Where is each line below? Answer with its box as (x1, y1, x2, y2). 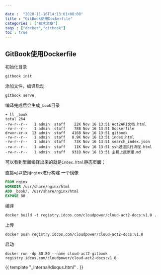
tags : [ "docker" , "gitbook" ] (5, 25, 66, 30)
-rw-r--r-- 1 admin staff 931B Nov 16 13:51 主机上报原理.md (5, 149, 141, 154)
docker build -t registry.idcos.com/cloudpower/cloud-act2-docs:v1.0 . (5, 213, 157, 218)
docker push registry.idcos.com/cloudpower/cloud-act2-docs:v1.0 (5, 232, 143, 237)
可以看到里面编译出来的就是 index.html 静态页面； (5, 159, 106, 165)
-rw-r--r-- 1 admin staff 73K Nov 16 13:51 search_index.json (5, 139, 150, 144)
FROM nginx (5, 179, 28, 184)
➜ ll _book (5, 112, 28, 117)
